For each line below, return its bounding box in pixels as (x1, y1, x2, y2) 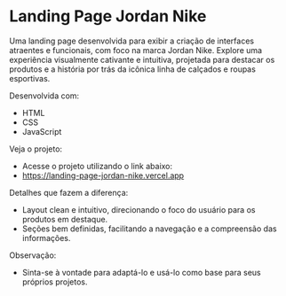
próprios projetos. (21, 277, 88, 287)
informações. (21, 232, 71, 243)
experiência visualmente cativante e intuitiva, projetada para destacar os (9, 54, 275, 65)
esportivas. (9, 73, 51, 83)
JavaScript (21, 126, 62, 136)
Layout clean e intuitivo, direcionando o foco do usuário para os (21, 204, 256, 214)
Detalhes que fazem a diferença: (9, 187, 129, 198)
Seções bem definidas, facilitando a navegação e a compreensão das (21, 223, 277, 234)
